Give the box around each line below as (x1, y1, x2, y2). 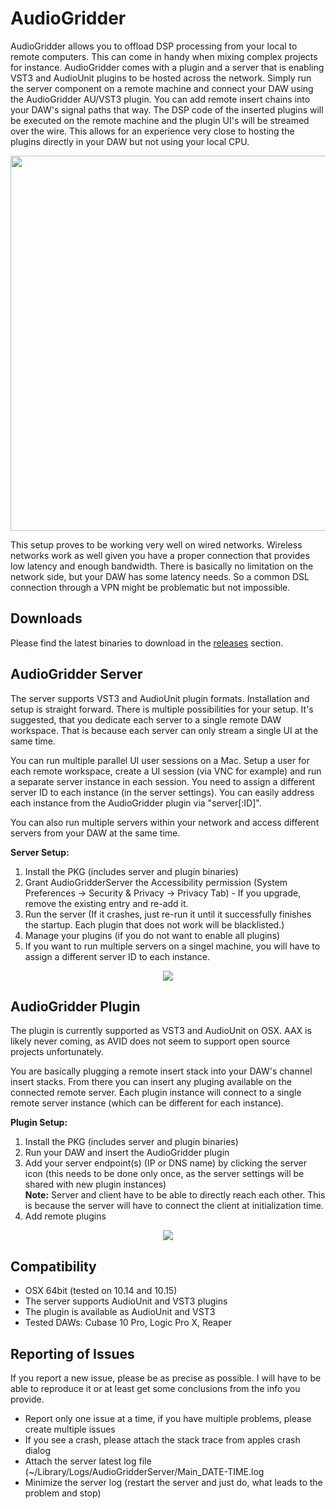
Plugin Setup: (10, 1117, 68, 1129)
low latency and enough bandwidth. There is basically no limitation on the (10, 560, 314, 572)
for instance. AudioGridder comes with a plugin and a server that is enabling (10, 61, 325, 73)
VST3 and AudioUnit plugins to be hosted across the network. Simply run (10, 72, 312, 84)
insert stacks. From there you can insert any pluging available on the (10, 1076, 292, 1088)
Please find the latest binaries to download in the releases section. (10, 637, 284, 649)
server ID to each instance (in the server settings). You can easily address (10, 786, 315, 798)
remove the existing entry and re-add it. (24, 897, 189, 909)
